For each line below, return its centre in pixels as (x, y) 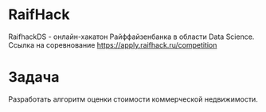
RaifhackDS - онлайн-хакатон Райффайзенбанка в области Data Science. (131, 37)
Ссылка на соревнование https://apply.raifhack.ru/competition (113, 44)
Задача (34, 77)
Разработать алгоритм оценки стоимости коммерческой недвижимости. (133, 99)
